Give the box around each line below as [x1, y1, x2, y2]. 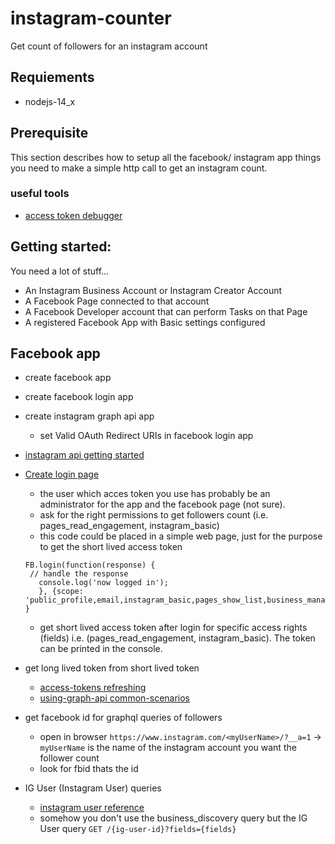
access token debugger [24, 209, 123, 221]
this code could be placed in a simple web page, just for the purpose [39, 530, 323, 542]
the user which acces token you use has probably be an [39, 488, 271, 500]
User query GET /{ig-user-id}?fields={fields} [39, 823, 237, 835]
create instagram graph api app [24, 410, 155, 422]
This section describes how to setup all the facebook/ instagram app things [10, 151, 322, 163]
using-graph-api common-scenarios [39, 692, 191, 704]
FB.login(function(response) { [24, 560, 156, 571]
